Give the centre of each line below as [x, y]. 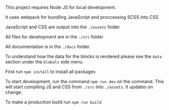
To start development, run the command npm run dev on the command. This [85, 81]
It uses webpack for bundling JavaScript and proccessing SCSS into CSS [82, 17]
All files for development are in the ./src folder [54, 37]
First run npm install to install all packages [50, 71]
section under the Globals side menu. [45, 62]
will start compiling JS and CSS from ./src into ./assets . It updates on [79, 87]
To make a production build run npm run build [53, 102]
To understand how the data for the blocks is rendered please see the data [83, 56]
